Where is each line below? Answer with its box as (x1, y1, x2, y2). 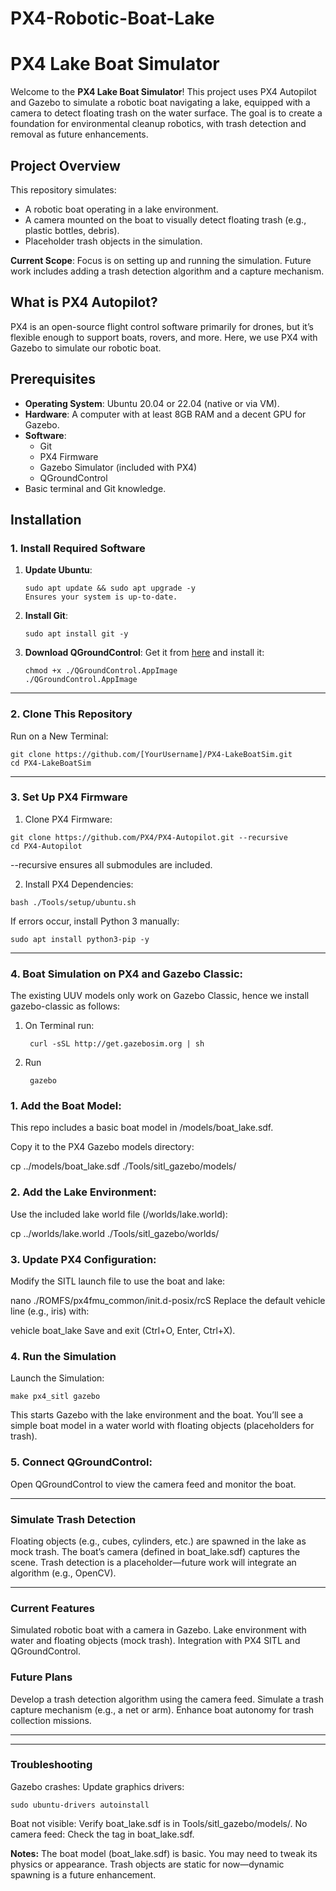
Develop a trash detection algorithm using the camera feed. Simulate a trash (10, 1693, 324, 1705)
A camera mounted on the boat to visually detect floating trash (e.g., (24, 213, 307, 226)
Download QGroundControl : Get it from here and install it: (24, 647, 265, 659)
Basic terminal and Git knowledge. (24, 482, 167, 494)
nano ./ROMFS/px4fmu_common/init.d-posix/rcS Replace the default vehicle (10, 1295, 326, 1307)
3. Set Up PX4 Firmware (10, 790, 128, 804)
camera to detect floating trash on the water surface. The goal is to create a (10, 107, 323, 119)
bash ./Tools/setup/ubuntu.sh (10, 897, 137, 907)
